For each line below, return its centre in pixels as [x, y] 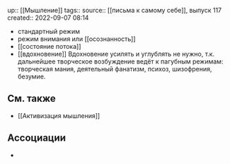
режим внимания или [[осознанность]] [76, 39]
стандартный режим [48, 31]
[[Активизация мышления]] [59, 115]
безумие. [31, 76]
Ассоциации [36, 138]
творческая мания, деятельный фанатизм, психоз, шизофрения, [115, 69]
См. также [32, 99]
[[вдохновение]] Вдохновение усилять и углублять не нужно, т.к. [116, 54]
